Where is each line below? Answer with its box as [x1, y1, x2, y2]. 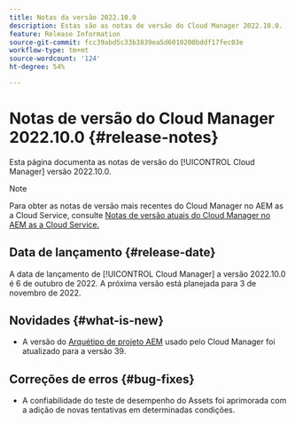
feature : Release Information [9, 29, 121, 38]
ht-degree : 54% [9, 63, 66, 72]
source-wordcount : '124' [9, 54, 101, 63]
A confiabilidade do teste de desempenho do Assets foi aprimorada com [21, 396, 287, 406]
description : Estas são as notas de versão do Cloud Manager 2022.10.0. [9, 21, 283, 30]
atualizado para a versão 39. [21, 346, 127, 357]
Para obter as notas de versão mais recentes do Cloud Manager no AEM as [9, 200, 283, 211]
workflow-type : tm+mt [9, 46, 89, 55]
